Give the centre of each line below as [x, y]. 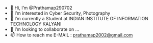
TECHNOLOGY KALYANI [36, 24]
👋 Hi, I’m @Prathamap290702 [41, 8]
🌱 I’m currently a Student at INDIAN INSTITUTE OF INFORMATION [79, 18]
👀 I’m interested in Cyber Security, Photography [60, 13]
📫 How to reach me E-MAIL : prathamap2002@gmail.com [71, 35]
